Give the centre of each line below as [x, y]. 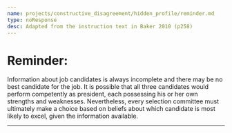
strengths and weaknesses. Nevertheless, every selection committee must [113, 101]
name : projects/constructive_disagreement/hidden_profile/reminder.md [111, 13]
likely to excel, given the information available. [73, 116]
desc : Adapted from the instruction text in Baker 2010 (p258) [100, 26]
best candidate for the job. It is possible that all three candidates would [108, 87]
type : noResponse [32, 20]
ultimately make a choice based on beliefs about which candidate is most [112, 109]
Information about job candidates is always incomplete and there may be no [115, 79]
